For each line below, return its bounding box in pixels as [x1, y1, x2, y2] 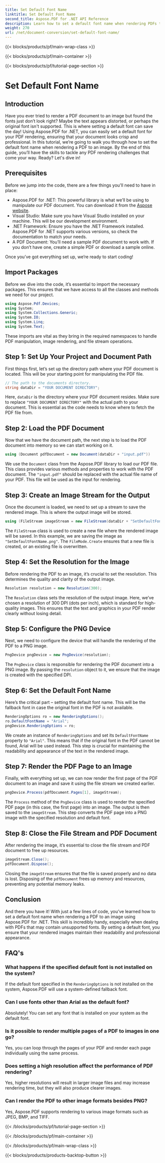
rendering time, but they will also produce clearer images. [5, 1085, 122, 1091]
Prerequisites [5, 169, 47, 178]
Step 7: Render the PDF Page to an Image [5, 762, 133, 771]
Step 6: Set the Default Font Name [5, 686, 111, 695]
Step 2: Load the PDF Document [5, 424, 105, 432]
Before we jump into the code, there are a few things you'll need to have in [5, 182, 156, 188]
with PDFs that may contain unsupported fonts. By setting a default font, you [5, 924, 160, 930]
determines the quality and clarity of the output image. [5, 576, 115, 582]
